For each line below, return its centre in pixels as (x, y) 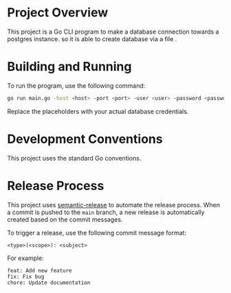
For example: (26, 258)
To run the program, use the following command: (76, 85)
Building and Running (69, 67)
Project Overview (58, 13)
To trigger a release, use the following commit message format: (97, 233)
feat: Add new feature (40, 270)
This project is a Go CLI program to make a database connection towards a (113, 32)
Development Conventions (85, 139)
